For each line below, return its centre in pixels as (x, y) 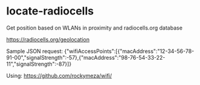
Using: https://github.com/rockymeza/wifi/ (59, 75)
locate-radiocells (50, 11)
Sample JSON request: (35, 51)
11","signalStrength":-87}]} (39, 64)
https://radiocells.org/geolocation (48, 39)
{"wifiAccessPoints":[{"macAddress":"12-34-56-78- (129, 51)
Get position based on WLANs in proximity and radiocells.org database (95, 28)
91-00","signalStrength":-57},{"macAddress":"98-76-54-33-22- (86, 57)
